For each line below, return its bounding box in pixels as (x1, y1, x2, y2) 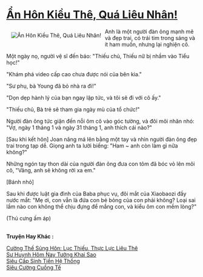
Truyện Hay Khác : (6, 232, 54, 240)
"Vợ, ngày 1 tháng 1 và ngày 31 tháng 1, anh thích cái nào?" (6, 123, 153, 131)
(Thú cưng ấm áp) (6, 214, 52, 222)
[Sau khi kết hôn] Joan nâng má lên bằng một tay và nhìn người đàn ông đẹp (6, 135, 198, 143)
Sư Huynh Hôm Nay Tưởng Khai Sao (6, 250, 97, 258)
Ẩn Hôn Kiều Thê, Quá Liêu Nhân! (6, 8, 178, 22)
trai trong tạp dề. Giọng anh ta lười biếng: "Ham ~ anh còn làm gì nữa (6, 142, 178, 149)
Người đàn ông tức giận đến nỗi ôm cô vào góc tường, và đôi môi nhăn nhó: (6, 117, 195, 125)
